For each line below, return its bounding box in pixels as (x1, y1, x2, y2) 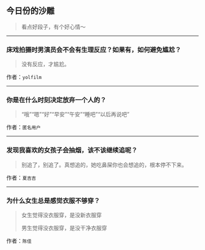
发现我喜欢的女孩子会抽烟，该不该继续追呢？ (6, 146, 138, 155)
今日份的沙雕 (6, 5, 55, 16)
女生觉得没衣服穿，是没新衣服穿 (21, 212, 102, 218)
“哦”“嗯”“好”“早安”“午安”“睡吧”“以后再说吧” (21, 111, 130, 118)
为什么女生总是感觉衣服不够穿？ (6, 196, 101, 205)
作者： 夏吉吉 (6, 174, 37, 181)
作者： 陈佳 (6, 237, 32, 245)
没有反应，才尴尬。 (21, 60, 70, 68)
